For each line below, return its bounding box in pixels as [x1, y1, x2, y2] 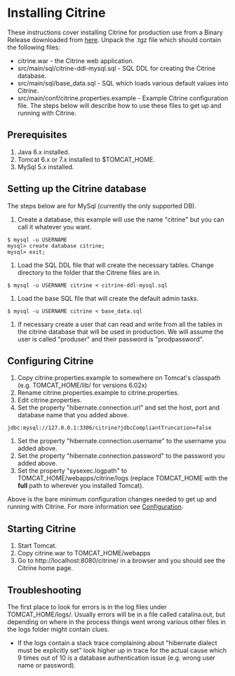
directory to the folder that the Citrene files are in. [17, 268, 161, 276]
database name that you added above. [17, 411, 129, 419]
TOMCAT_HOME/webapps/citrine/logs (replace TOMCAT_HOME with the [17, 474, 228, 482]
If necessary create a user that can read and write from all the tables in [17, 320, 223, 328]
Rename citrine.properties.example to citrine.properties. [17, 388, 180, 397]
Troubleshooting [7, 584, 82, 596]
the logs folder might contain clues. [7, 626, 110, 633]
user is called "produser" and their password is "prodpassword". [17, 334, 205, 343]
